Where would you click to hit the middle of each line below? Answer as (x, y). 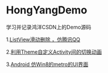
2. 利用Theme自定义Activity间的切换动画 (54, 52)
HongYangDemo (47, 10)
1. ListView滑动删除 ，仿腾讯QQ (43, 39)
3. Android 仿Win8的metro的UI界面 (47, 64)
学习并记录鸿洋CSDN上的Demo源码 (49, 27)
